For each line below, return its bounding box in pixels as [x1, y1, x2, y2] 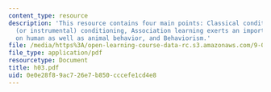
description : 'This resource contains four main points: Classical [8, 19, 240, 27]
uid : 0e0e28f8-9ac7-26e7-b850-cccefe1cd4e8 [8, 71, 157, 79]
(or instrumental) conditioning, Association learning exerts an [15, 26, 240, 34]
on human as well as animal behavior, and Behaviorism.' [15, 34, 211, 42]
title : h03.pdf [8, 64, 60, 72]
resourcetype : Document [8, 57, 89, 65]
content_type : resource [8, 11, 89, 20]
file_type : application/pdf [8, 49, 103, 57]
